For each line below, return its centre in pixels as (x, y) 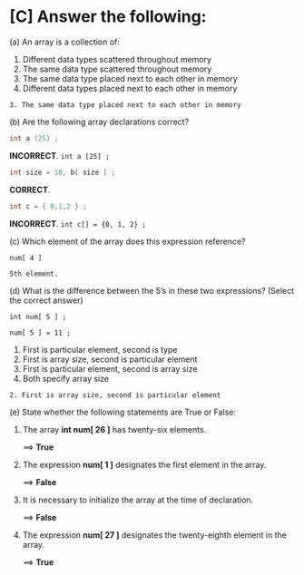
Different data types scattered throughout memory (117, 59)
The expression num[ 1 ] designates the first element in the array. (144, 464)
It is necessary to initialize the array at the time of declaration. (138, 500)
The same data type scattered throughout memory (117, 69)
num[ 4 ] (26, 258)
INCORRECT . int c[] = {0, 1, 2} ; (78, 223)
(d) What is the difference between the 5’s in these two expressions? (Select (152, 290)
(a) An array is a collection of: (64, 42)
